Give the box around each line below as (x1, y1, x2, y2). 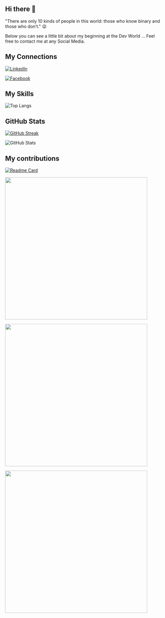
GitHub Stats (5, 117, 45, 125)
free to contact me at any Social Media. (5, 38, 85, 44)
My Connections (5, 52, 57, 61)
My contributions (5, 154, 60, 162)
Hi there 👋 (5, 5, 36, 13)
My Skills (5, 90, 34, 98)
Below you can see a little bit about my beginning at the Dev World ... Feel (5, 33, 155, 39)
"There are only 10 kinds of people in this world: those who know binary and (5, 18, 161, 24)
